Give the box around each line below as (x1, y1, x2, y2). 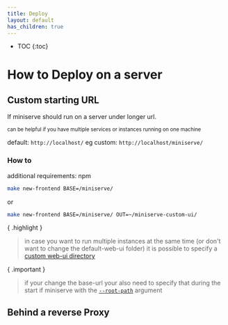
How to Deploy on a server (7, 67, 163, 82)
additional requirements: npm (7, 171, 92, 180)
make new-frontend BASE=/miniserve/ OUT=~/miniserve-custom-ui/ (7, 211, 197, 218)
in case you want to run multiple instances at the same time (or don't (24, 237, 221, 246)
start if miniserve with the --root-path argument (24, 286, 163, 294)
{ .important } (7, 265, 46, 274)
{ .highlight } (7, 223, 43, 232)
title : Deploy (7, 10, 49, 17)
